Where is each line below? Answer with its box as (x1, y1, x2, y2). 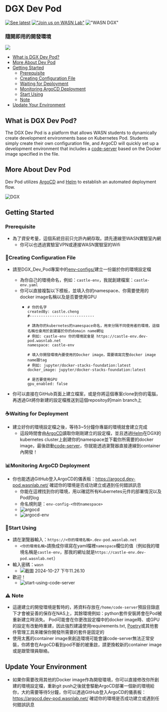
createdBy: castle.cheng (27, 309, 79, 314)
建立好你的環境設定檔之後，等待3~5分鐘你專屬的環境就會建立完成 (12, 424, 148, 430)
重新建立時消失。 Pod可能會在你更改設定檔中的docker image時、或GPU (12, 616, 160, 623)
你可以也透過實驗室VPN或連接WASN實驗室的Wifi (19, 241, 121, 248)
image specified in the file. (5, 151, 60, 157)
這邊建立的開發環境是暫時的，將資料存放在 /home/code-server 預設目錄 (12, 604, 156, 610)
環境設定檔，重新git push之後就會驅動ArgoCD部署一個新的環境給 (21, 682, 155, 688)
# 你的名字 (27, 305, 47, 310)
